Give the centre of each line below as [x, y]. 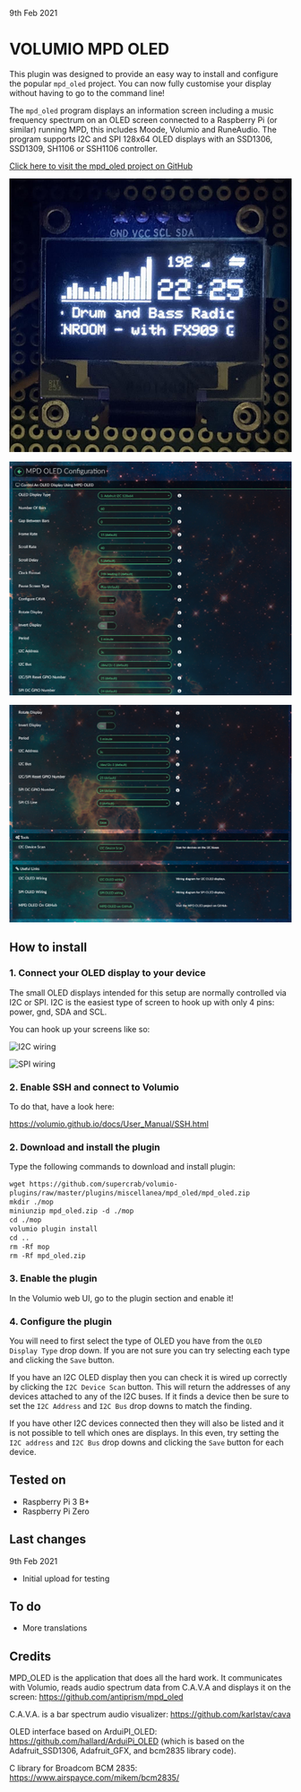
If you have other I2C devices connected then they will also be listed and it [147, 1423]
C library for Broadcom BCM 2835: [73, 1768]
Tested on [38, 1480]
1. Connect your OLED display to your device [107, 973]
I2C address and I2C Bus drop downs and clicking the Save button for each [146, 1442]
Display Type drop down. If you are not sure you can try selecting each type [150, 1350]
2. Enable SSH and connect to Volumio [94, 1087]
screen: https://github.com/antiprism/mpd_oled [96, 1697]
